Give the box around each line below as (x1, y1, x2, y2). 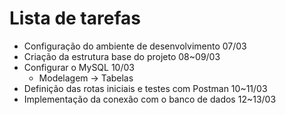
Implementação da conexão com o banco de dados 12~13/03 (23, 93, 277, 105)
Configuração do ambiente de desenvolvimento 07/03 (23, 40, 247, 52)
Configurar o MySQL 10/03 (23, 61, 135, 73)
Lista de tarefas (9, 7, 141, 30)
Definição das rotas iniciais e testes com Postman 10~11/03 (23, 82, 268, 94)
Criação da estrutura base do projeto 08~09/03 (23, 50, 221, 62)
